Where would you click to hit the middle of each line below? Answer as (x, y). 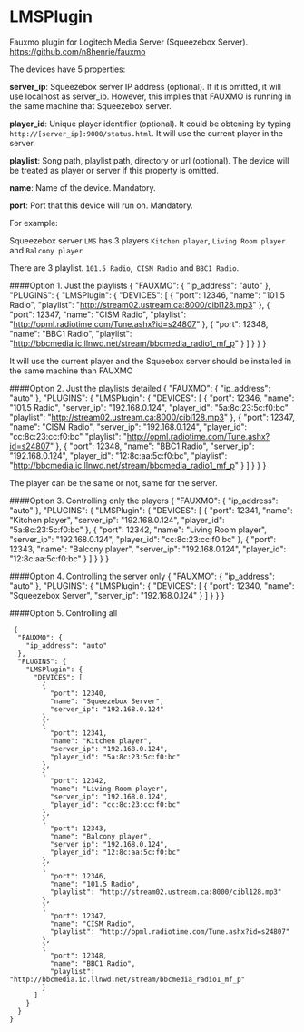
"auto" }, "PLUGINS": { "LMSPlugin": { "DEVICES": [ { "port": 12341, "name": (151, 510)
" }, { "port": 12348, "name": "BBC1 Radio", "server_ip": (152, 446)
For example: (34, 223)
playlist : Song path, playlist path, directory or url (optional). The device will (149, 160)
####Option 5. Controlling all (64, 613)
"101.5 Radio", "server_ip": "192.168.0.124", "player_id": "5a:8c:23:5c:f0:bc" (149, 407)
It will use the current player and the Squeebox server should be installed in (151, 361)
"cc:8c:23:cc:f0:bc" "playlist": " (68, 436)
